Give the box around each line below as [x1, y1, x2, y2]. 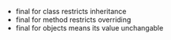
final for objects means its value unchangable [15, 24, 164, 32]
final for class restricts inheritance [15, 7, 127, 16]
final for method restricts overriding [15, 15, 132, 24]
